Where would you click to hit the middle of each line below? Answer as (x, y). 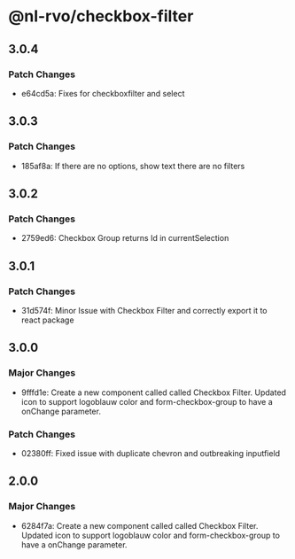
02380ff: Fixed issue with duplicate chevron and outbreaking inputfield (151, 453)
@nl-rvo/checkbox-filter (101, 16)
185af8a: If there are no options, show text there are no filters (133, 166)
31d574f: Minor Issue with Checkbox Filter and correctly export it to (144, 310)
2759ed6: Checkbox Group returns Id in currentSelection (125, 238)
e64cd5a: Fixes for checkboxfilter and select (103, 93)
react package (47, 320)
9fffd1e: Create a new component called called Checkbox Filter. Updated (154, 392)
